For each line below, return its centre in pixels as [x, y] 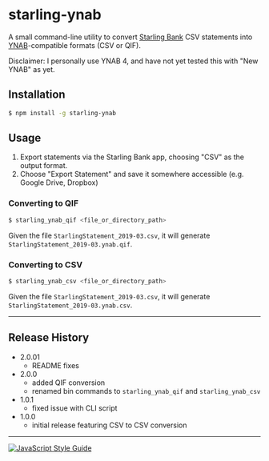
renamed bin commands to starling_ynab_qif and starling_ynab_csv [146, 391]
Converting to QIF [43, 203]
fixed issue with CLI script [74, 408]
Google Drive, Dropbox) [59, 182]
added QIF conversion [68, 383]
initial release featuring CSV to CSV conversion [109, 425]
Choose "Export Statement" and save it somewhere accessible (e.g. [132, 174]
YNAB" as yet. [32, 69]
